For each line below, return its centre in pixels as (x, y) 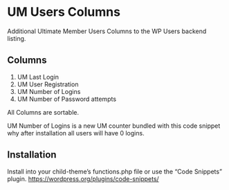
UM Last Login (38, 77)
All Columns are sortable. (43, 112)
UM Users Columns (64, 12)
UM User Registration (48, 84)
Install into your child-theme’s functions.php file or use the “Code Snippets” (115, 171)
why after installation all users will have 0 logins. (76, 133)
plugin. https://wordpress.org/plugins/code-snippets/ (83, 179)
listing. (17, 38)
